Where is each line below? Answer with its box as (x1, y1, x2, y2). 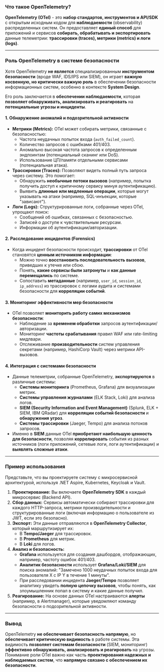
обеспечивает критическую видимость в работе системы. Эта (5, 636, 140, 642)
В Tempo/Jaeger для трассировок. (19, 530, 92, 536)
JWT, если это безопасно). (12, 515, 68, 521)
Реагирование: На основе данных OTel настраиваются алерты (12, 593, 145, 599)
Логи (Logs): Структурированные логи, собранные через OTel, (12, 204, 144, 210)
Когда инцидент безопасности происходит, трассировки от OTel (12, 247, 148, 252)
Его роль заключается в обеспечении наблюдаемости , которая (5, 93, 141, 99)
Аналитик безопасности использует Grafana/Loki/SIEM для (19, 562, 146, 567)
